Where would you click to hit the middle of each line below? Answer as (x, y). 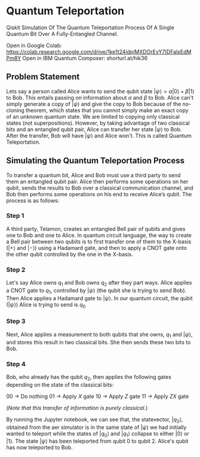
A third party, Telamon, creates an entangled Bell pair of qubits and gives (96, 229)
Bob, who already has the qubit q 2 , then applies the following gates (89, 377)
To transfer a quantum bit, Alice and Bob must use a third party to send (93, 175)
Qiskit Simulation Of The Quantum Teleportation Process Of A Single (90, 27)
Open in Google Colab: (34, 45)
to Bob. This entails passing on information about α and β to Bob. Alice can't (100, 97)
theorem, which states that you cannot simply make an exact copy (107, 110)
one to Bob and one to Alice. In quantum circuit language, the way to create (99, 235)
